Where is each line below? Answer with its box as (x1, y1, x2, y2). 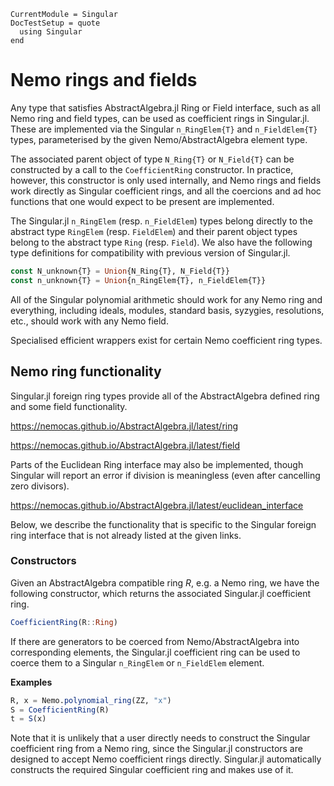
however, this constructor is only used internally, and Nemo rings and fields (10, 174, 322, 186)
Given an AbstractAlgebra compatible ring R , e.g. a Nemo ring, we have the (10, 576, 320, 589)
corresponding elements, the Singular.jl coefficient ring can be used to (10, 646, 301, 658)
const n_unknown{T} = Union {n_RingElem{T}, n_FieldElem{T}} (10, 275, 267, 285)
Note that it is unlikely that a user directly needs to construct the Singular (10, 732, 311, 744)
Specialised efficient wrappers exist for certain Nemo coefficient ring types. (10, 334, 323, 346)
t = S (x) (10, 714, 47, 724)
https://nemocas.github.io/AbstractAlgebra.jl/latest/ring (10, 420, 239, 432)
